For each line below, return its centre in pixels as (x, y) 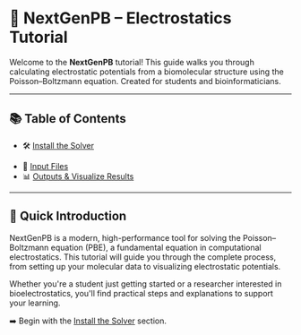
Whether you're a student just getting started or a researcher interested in (146, 283)
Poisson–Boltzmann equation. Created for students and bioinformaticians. (145, 81)
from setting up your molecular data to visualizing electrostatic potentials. (145, 266)
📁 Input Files (45, 166)
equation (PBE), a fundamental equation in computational (156, 247)
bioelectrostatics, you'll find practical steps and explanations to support (141, 293)
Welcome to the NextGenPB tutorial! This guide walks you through (132, 62)
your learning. (35, 303)
